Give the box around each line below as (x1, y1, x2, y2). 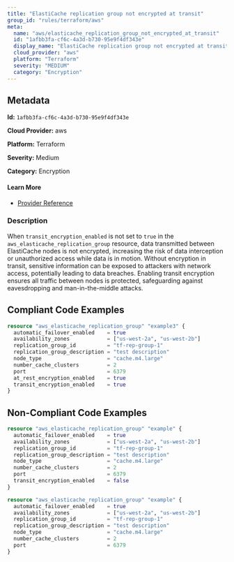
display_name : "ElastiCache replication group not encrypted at (13, 43, 204, 50)
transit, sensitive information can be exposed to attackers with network (7, 261, 211, 269)
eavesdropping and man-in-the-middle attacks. (7, 283, 143, 292)
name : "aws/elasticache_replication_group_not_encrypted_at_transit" (13, 29, 219, 37)
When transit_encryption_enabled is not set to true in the (7, 232, 174, 240)
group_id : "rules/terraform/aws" (7, 17, 104, 24)
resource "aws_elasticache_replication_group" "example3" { (7, 323, 186, 330)
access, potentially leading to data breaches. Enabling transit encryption (7, 269, 214, 277)
